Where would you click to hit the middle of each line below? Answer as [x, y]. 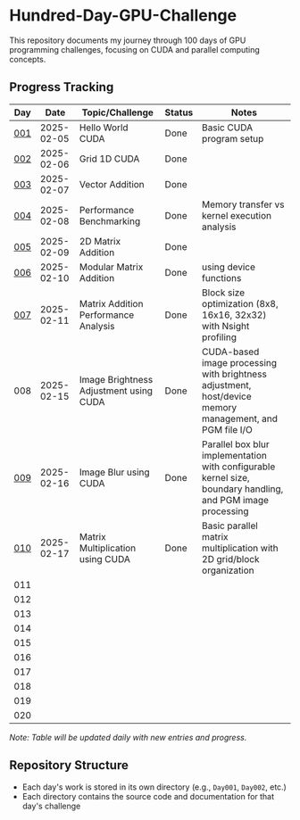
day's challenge [51, 806]
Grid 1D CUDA [109, 159]
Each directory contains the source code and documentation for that [148, 796]
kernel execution [237, 215]
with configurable [239, 467]
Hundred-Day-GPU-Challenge [123, 16]
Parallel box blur [236, 444]
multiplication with [240, 548]
